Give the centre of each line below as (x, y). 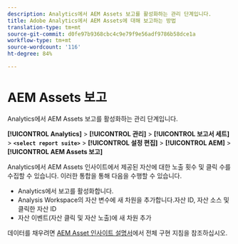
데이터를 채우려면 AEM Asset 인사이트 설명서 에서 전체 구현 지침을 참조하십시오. (118, 233)
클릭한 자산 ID (37, 208)
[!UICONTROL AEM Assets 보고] (55, 151)
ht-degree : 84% (30, 54)
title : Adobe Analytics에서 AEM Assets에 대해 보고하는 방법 (92, 21)
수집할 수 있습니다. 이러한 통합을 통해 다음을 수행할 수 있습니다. (95, 176)
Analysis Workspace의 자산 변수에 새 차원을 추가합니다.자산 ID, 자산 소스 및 (123, 200)
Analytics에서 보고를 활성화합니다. (66, 190)
